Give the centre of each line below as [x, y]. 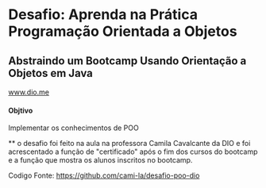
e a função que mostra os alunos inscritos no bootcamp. [100, 160]
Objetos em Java [51, 73]
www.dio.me [29, 92]
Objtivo [21, 110]
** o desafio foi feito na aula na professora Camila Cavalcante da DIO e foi [129, 144]
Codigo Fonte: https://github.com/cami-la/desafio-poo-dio [104, 175]
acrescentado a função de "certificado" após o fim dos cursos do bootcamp [133, 152]
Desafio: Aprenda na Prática [103, 15]
